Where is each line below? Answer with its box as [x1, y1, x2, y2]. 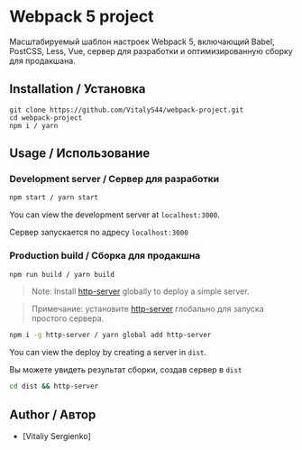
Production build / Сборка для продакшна [9, 250, 201, 262]
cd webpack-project [9, 113, 83, 123]
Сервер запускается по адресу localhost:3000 [9, 227, 189, 238]
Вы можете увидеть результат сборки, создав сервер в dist [9, 364, 243, 375]
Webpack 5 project [9, 6, 155, 27]
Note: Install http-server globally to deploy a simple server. [31, 286, 250, 297]
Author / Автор [9, 407, 96, 422]
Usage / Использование [9, 146, 151, 161]
